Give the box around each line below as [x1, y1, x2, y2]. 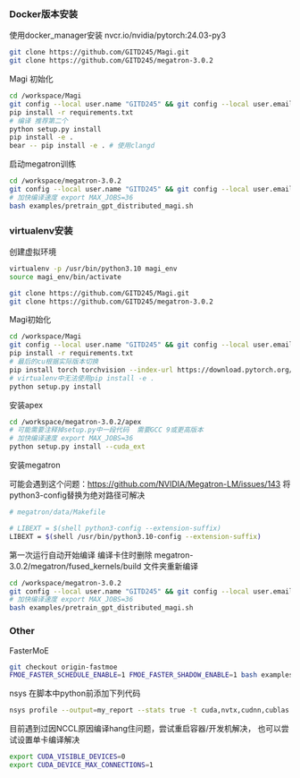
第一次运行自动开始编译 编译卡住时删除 [9, 549, 153, 560]
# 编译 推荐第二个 [9, 116, 69, 125]
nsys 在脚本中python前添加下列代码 [9, 688, 141, 699]
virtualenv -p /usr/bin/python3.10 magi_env [9, 264, 178, 273]
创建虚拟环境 [9, 246, 56, 257]
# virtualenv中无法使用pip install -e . [9, 373, 154, 382]
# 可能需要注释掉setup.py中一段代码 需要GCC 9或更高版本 [9, 425, 204, 435]
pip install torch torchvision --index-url [9, 365, 174, 374]
